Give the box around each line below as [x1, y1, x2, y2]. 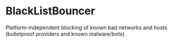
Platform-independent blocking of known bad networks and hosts [5, 24, 168, 31]
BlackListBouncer [5, 4, 95, 18]
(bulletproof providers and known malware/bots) [5, 30, 125, 37]
